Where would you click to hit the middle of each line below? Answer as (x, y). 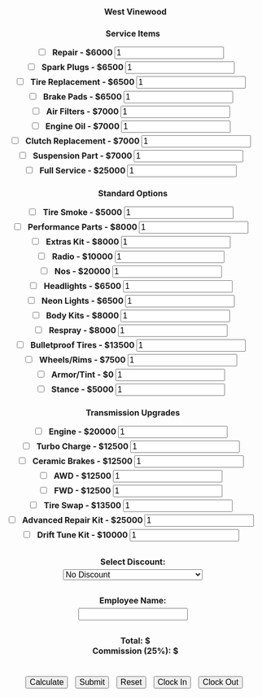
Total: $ (135, 640)
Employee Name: (133, 600)
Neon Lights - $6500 (82, 301)
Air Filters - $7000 (83, 111)
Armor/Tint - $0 (83, 375)
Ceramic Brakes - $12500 (83, 461)
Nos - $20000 (83, 271)
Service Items (133, 33)
